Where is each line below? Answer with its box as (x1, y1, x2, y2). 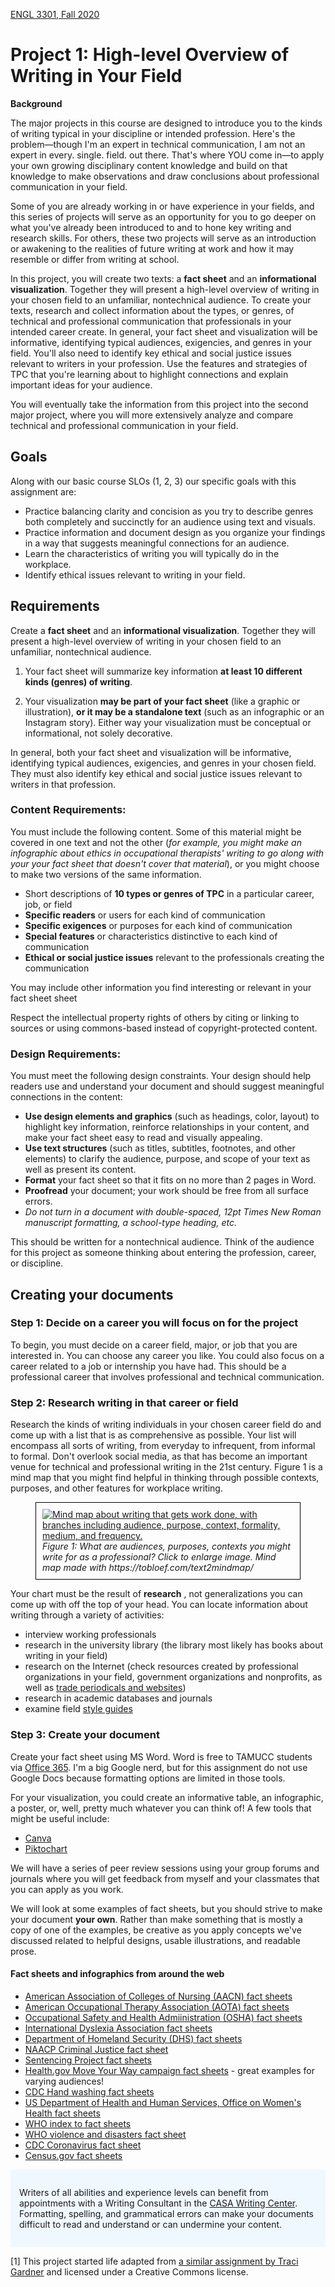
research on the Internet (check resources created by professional (24, 1660, 299, 1673)
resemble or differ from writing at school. (10, 253, 180, 265)
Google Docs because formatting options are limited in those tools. (10, 1772, 286, 1784)
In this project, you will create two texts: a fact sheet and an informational (10, 272, 317, 284)
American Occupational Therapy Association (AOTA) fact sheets (24, 2000, 290, 2013)
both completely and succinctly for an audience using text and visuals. (24, 515, 316, 528)
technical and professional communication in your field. (10, 419, 239, 431)
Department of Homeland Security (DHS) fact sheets (24, 2032, 243, 2044)
